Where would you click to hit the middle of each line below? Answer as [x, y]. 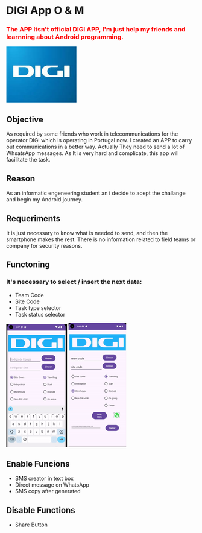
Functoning [28, 265]
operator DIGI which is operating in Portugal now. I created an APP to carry [99, 140]
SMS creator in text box [44, 478]
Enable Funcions [38, 464]
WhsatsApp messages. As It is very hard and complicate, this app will [93, 153]
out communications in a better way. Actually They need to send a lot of [96, 147]
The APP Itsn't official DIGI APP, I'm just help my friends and [96, 30]
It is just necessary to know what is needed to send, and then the [87, 233]
